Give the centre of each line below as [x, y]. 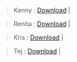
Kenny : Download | [42, 10]
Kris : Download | [38, 37]
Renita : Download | [42, 24]
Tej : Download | [37, 51]
